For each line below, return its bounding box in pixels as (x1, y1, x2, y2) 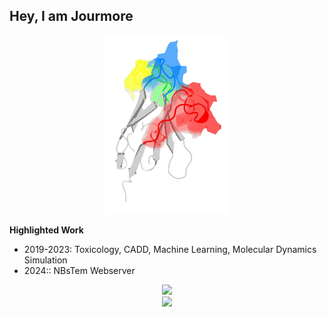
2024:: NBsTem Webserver (23, 265, 136, 277)
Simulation (23, 254, 68, 266)
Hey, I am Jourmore (9, 8, 134, 25)
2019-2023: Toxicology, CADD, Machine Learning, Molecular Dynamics (23, 244, 317, 256)
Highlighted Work (9, 224, 84, 236)
